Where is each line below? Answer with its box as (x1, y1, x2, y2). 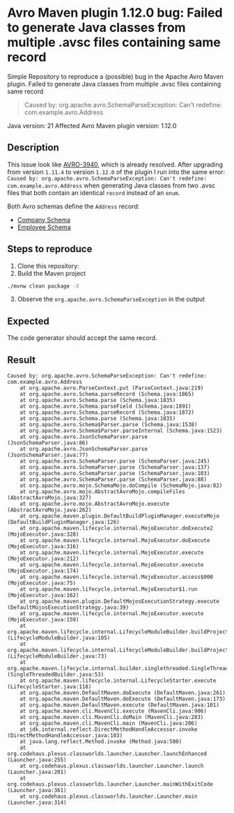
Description (7, 141, 59, 154)
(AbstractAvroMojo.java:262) (7, 506, 92, 513)
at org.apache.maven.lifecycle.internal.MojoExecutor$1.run (19, 586, 198, 593)
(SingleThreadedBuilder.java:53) (7, 671, 104, 679)
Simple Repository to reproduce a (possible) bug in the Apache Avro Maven (7, 72, 224, 81)
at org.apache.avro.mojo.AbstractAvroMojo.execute (19, 500, 170, 508)
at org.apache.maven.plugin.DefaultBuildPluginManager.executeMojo (19, 513, 219, 520)
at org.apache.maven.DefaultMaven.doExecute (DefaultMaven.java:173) (19, 695, 226, 703)
